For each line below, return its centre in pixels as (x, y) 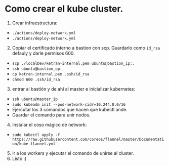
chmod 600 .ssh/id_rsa (36, 79)
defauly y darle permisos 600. (44, 53)
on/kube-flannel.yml (34, 144)
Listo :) (19, 158)
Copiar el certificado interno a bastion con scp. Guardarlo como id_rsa (86, 48)
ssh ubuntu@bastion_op (36, 69)
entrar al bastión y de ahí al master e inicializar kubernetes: (73, 89)
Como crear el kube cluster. (64, 9)
